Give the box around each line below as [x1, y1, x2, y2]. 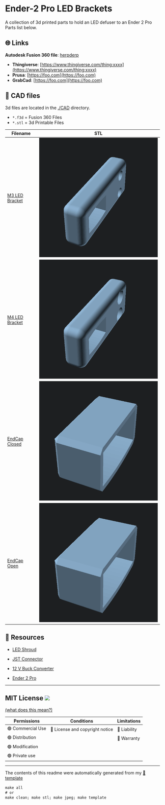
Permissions [14, 718, 40, 724]
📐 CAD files [5, 92, 40, 100]
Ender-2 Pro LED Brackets [5, 3, 112, 14]
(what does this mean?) [5, 707, 53, 713]
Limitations [117, 718, 141, 724]
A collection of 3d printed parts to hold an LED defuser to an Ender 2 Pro [5, 19, 152, 25]
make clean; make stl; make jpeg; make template [5, 795, 107, 800]
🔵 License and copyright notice [50, 726, 113, 732]
